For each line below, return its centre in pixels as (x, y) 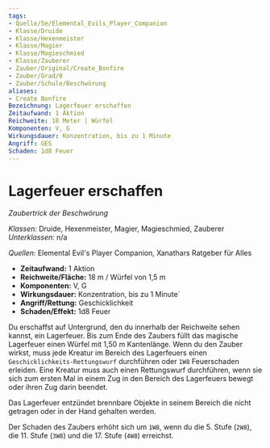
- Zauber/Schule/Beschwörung (57, 83)
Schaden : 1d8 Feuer (41, 151)
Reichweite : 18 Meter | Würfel (61, 121)
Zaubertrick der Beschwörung (58, 213)
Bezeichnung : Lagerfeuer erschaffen (70, 106)
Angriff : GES (30, 143)
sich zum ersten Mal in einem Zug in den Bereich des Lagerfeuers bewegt (131, 379)
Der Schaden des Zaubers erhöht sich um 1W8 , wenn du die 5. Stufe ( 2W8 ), (130, 427)
